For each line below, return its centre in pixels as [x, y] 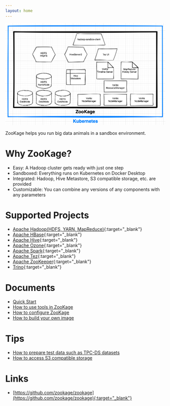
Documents [30, 288]
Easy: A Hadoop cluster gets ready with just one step [68, 167]
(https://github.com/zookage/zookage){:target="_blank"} [72, 398]
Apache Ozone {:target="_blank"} [47, 245]
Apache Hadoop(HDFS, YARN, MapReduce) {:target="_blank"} [77, 229]
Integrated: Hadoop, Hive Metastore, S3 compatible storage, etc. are [84, 179]
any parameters [29, 195]
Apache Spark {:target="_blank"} [46, 251]
